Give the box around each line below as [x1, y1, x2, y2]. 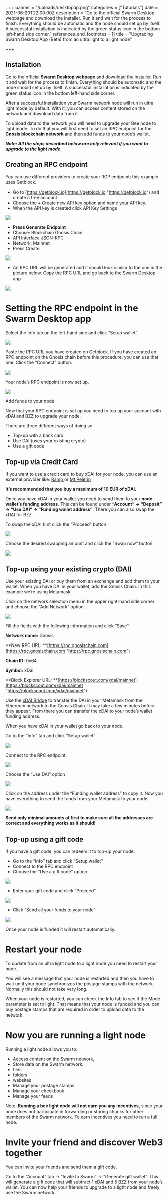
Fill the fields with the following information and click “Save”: [5, 623, 130, 629]
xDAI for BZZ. [5, 512, 33, 518]
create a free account [12, 194, 58, 200]
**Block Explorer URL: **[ [5, 677, 59, 683]
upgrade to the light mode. [5, 146, 62, 152]
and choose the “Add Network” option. [5, 604, 85, 610]
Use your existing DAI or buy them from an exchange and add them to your [5, 578, 160, 584]
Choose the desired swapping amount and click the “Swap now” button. [5, 540, 154, 547]
